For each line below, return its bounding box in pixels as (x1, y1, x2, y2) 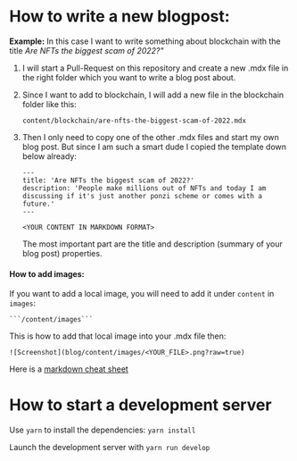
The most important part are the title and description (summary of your (21, 239, 283, 249)
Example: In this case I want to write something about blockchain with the (9, 36, 281, 46)
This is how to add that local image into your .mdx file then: (9, 331, 227, 341)
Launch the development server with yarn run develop (9, 442, 210, 453)
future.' (21, 199, 55, 208)
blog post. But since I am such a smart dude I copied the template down (21, 141, 287, 152)
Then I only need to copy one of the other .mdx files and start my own (21, 131, 279, 142)
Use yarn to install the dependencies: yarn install (9, 424, 196, 435)
